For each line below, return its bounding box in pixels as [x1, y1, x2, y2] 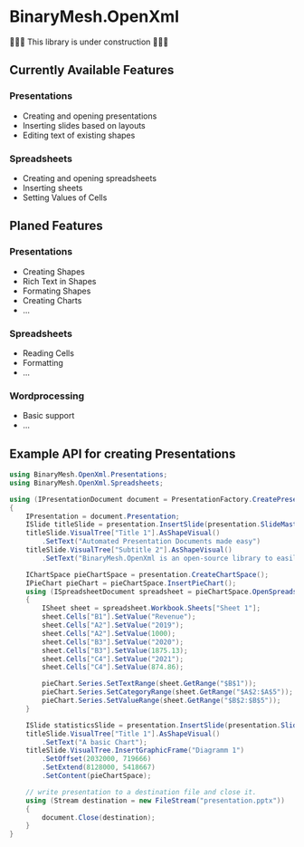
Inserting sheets [22, 182, 83, 193]
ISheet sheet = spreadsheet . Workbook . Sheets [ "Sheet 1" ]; [42, 604, 261, 613]
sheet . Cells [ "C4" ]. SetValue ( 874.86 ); [42, 663, 184, 672]
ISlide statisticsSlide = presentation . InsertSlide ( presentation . [25, 720, 281, 730]
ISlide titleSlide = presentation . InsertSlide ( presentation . [25, 520, 261, 529]
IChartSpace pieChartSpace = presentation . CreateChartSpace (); [25, 570, 270, 579]
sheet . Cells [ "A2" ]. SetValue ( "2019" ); [42, 621, 184, 630]
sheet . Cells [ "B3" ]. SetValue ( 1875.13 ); [42, 646, 188, 655]
